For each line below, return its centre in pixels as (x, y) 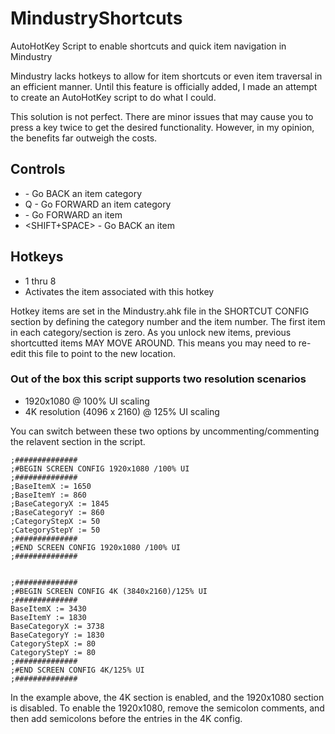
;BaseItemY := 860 (48, 495)
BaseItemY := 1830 (48, 617)
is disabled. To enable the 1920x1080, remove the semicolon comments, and (167, 708)
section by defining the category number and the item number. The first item (168, 321)
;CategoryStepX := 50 (55, 521)
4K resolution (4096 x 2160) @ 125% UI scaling (122, 411)
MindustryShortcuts (96, 18)
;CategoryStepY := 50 (55, 530)
